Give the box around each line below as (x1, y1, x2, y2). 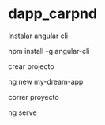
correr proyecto (8, 92, 59, 101)
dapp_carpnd (8, 5, 97, 23)
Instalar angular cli (8, 31, 69, 40)
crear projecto (8, 61, 54, 71)
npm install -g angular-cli (8, 46, 90, 55)
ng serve (8, 108, 37, 117)
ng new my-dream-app (8, 77, 84, 86)
